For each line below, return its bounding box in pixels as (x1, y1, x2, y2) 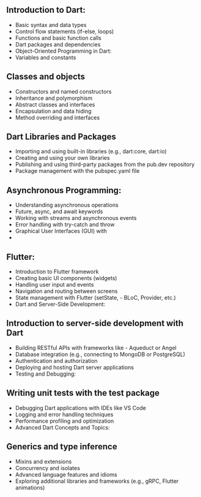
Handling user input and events (15, 281, 94, 289)
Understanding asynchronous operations (15, 202, 119, 209)
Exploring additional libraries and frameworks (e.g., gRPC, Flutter (15, 477, 179, 485)
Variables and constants (15, 53, 76, 61)
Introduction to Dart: (6, 5, 86, 15)
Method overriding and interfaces (15, 113, 100, 121)
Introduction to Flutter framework (15, 268, 99, 275)
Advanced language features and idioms (15, 471, 117, 478)
